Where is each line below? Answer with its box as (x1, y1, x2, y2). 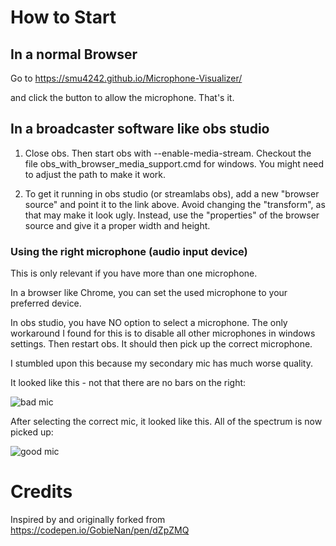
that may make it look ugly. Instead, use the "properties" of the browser (24, 209, 320, 221)
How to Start (10, 6, 117, 29)
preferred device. (10, 297, 82, 310)
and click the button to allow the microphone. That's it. (10, 92, 235, 103)
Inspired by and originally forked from (10, 514, 166, 526)
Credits (10, 481, 73, 503)
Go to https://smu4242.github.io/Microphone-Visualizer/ (10, 72, 243, 84)
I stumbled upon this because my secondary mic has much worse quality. (10, 357, 313, 370)
